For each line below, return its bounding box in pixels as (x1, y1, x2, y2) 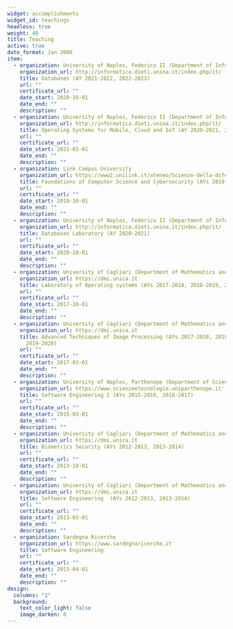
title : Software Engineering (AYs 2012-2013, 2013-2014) (19, 495, 191, 502)
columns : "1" (13, 591, 51, 598)
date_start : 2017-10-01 (19, 301, 89, 308)
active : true (7, 42, 45, 49)
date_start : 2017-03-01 (19, 359, 89, 366)
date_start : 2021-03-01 (19, 146, 89, 153)
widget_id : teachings (7, 17, 70, 24)
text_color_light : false (19, 605, 92, 612)
